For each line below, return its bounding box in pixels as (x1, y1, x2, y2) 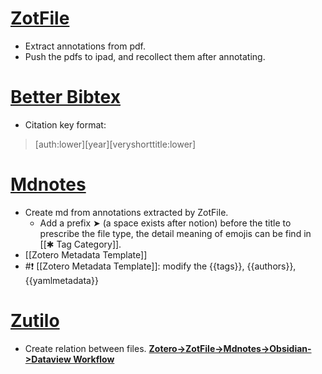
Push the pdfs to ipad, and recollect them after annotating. (24, 50, 266, 62)
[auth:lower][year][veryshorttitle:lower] (34, 138, 197, 150)
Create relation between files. (24, 342, 147, 354)
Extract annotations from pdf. (24, 40, 147, 52)
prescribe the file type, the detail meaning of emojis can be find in (39, 227, 312, 239)
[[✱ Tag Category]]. (39, 238, 122, 250)
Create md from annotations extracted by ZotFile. (24, 206, 229, 218)
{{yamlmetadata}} (24, 274, 99, 286)
